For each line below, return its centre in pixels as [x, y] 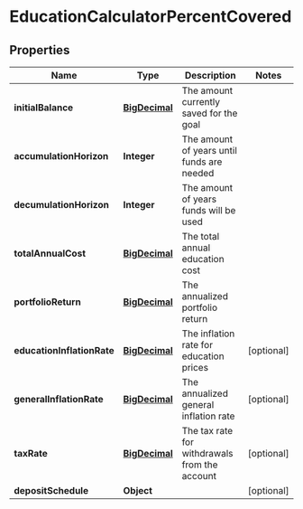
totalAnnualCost [50, 253]
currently [201, 102]
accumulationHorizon [61, 156]
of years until [209, 151]
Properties [40, 50]
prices [195, 368]
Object [138, 490]
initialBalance [44, 108]
